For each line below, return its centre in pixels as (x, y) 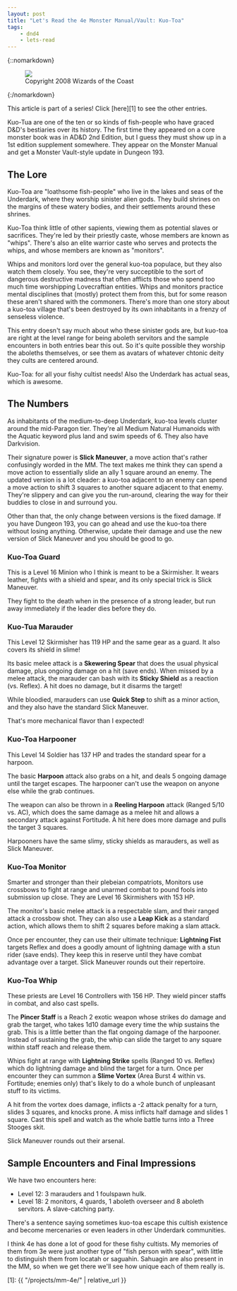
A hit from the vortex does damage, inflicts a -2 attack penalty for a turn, (113, 1105)
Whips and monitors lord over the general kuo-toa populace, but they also (115, 264)
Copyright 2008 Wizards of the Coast (79, 81)
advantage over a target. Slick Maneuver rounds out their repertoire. (107, 962)
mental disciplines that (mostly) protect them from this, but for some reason (117, 294)
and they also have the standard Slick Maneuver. (78, 707)
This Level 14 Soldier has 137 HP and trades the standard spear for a (107, 755)
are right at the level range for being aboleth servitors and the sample (108, 337)
